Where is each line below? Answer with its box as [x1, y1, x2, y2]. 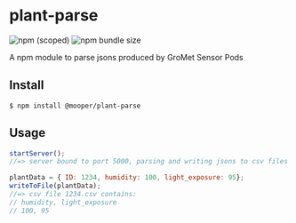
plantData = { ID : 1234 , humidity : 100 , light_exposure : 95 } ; [9, 173, 244, 182]
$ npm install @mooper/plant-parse [9, 101, 141, 110]
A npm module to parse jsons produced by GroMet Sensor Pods [9, 52, 244, 62]
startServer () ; [9, 148, 66, 158]
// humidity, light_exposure [9, 197, 117, 207]
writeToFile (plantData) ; [9, 181, 101, 191]
